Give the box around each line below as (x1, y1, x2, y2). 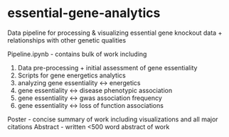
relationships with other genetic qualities (7, 35, 127, 44)
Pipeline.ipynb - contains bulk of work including (7, 50, 147, 58)
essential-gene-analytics (7, 5, 161, 21)
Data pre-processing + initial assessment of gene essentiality (17, 63, 198, 72)
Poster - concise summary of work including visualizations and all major (7, 115, 218, 124)
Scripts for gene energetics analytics (17, 71, 126, 80)
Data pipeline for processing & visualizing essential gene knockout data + (7, 28, 223, 37)
